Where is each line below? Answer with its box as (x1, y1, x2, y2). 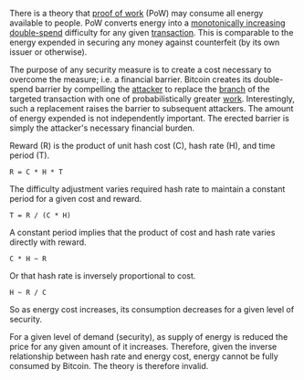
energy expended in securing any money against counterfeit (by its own (9, 37, 280, 47)
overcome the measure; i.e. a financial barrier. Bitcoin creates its (9, 74, 252, 85)
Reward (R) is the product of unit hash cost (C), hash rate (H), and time (9, 141, 276, 151)
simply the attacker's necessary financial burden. (9, 122, 195, 133)
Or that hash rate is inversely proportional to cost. (9, 270, 196, 281)
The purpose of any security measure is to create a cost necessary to (9, 64, 272, 75)
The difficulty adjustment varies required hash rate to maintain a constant (9, 184, 286, 195)
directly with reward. (9, 237, 87, 248)
